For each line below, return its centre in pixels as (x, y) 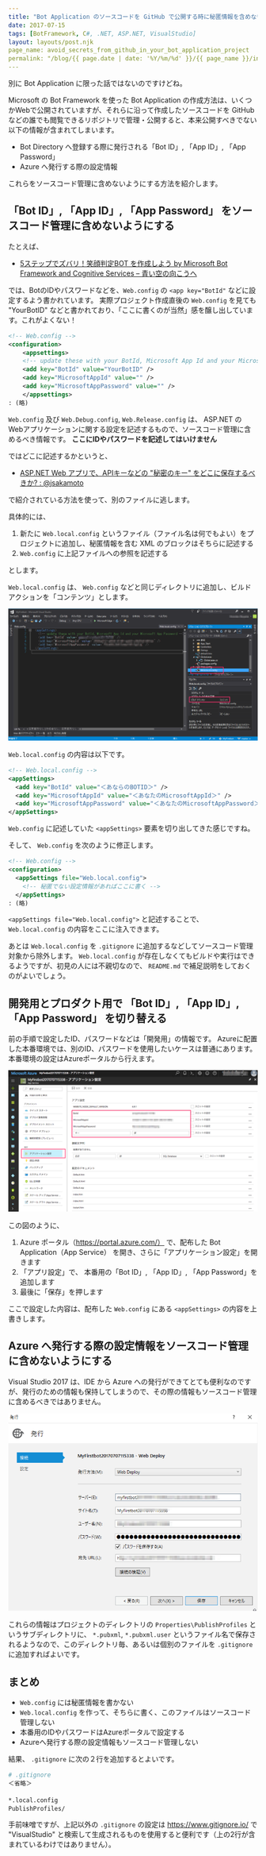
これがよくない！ (49, 320)
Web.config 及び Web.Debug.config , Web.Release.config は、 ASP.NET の (125, 419)
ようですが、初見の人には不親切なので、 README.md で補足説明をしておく (133, 966)
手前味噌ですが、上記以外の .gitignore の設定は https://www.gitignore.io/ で (133, 1825)
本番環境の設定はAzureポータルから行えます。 (84, 1059)
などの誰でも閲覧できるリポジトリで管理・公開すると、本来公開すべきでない (133, 120)
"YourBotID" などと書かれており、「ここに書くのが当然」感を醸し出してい (127, 310)
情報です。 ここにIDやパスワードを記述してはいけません (126, 439)
